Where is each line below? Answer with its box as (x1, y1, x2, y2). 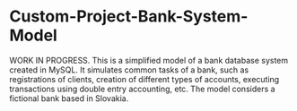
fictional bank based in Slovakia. (9, 92, 129, 104)
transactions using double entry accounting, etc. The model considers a (9, 83, 275, 94)
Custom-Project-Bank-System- (9, 6, 249, 27)
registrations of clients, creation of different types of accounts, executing (9, 73, 280, 84)
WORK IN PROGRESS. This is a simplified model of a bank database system (9, 55, 289, 65)
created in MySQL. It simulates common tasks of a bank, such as (9, 64, 249, 75)
